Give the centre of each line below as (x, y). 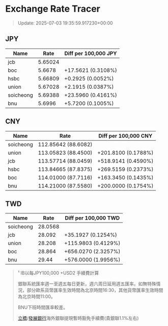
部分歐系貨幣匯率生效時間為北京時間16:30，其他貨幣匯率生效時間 (95, 290)
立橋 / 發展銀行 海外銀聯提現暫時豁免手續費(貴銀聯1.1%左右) (78, 318)
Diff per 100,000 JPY (91, 53)
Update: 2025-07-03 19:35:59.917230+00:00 (65, 23)
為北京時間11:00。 (36, 296)
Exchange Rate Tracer (53, 9)
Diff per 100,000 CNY (125, 135)
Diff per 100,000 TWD (92, 218)
